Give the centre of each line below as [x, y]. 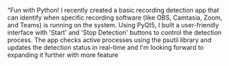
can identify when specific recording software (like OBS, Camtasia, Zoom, [115, 18]
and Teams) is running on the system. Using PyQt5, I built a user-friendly [113, 25]
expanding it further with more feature [63, 55]
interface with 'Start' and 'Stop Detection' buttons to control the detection [114, 32]
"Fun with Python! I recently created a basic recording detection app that [113, 10]
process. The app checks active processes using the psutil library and [110, 40]
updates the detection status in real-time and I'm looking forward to [106, 47]
